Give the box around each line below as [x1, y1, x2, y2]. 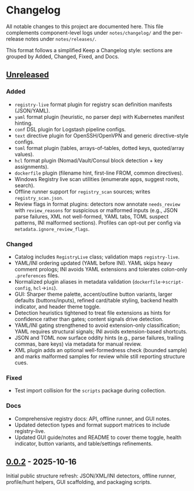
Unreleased [6, 70, 50, 80]
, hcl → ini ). [30, 284, 58, 291]
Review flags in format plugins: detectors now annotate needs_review [14, 200, 181, 207]
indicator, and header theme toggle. [14, 303, 101, 310]
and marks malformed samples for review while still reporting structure [14, 353, 185, 360]
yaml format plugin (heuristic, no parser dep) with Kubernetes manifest [14, 113, 185, 120]
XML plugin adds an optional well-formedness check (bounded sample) [14, 346, 188, 353]
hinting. [14, 120, 33, 127]
